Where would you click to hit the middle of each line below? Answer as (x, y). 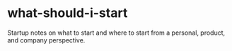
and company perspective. (46, 40)
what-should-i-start (68, 13)
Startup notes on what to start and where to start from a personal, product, (116, 33)
